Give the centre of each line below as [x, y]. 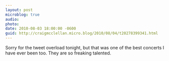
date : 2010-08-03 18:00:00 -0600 [41, 29]
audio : [12, 19]
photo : [12, 24]
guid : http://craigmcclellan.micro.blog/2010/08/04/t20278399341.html [82, 33]
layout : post [19, 10]
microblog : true [22, 15]
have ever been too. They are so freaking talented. [58, 53]
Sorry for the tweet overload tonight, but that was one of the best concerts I [85, 48]
